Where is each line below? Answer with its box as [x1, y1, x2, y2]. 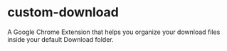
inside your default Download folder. [7, 35, 114, 43]
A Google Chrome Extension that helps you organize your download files [7, 28, 221, 36]
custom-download [7, 4, 120, 21]
